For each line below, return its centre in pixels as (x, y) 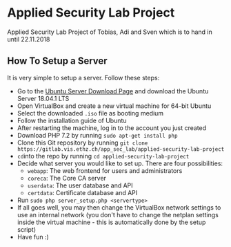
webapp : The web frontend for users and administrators (105, 170)
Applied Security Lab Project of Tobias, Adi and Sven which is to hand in (110, 32)
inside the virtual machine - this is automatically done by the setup (111, 222)
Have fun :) (33, 237)
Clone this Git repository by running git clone (82, 143)
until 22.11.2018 (29, 39)
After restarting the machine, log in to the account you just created (112, 128)
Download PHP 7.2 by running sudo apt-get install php (97, 135)
